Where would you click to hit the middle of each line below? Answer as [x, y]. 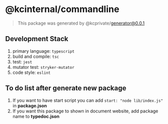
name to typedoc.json [36, 116]
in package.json [30, 105]
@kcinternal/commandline [62, 9]
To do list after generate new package [66, 88]
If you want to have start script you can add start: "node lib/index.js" [88, 100]
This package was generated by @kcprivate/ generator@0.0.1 [81, 23]
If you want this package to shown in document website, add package [85, 111]
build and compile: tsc [36, 56]
